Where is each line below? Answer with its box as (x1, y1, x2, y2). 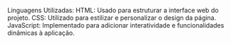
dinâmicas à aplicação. (7, 28, 75, 37)
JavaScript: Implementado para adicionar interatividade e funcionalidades (7, 21, 225, 29)
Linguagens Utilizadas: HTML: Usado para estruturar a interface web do (7, 6, 219, 14)
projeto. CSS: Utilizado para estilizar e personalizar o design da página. (7, 13, 217, 22)
